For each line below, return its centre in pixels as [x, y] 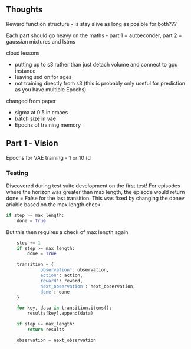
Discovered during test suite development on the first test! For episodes [93, 186]
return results [46, 330]
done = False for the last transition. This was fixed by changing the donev [95, 198]
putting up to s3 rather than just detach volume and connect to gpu [96, 64]
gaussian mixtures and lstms [41, 41]
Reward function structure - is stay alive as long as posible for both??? [91, 24]
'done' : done [53, 292]
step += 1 [29, 243]
